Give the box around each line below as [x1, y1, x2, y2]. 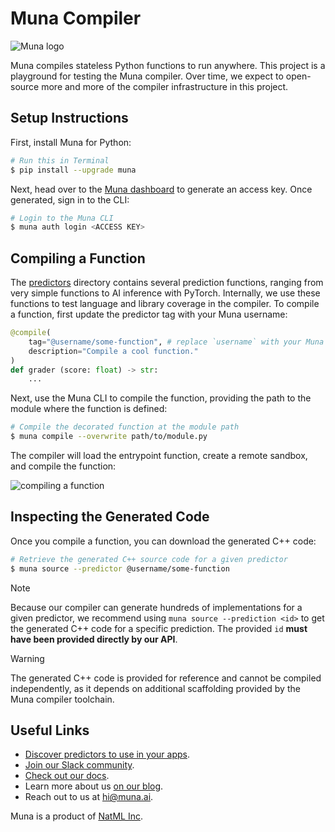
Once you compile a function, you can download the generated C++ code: [10, 535, 317, 547]
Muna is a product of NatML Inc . [10, 810, 143, 822]
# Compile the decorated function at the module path [10, 422, 240, 432]
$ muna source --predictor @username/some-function [10, 563, 230, 574]
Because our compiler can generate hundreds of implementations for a [10, 601, 303, 613]
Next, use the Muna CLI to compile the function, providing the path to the [10, 392, 312, 404]
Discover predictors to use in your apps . [24, 748, 190, 761]
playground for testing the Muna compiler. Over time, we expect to [10, 70, 284, 82]
